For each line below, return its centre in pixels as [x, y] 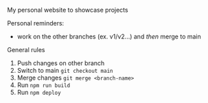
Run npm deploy [39, 92]
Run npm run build [44, 85]
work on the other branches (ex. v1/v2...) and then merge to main [109, 36]
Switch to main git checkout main [65, 70]
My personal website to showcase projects [68, 10]
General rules [26, 50]
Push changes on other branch [61, 63]
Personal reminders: [36, 23]
